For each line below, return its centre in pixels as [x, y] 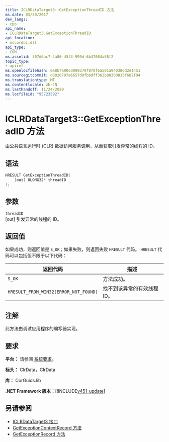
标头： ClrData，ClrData [30, 370]
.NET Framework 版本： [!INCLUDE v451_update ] [55, 391]
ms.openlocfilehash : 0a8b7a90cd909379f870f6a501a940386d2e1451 [73, 71]
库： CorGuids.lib [23, 380]
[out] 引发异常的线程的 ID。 [33, 219]
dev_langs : [17, 19]
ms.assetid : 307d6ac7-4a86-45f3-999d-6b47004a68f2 [59, 57]
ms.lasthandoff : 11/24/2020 [35, 89]
